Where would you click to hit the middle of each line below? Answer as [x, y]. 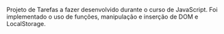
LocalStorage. [26, 24]
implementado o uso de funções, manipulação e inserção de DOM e [102, 17]
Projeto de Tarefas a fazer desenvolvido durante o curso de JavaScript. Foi [112, 10]
